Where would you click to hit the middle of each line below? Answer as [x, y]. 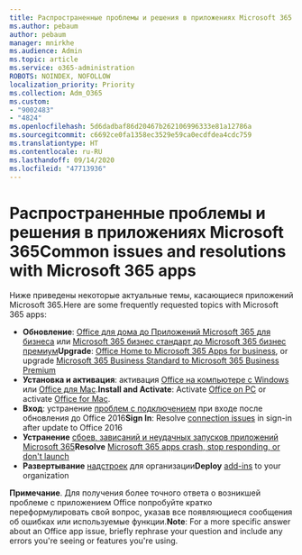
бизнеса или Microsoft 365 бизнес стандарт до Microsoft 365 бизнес [154, 341]
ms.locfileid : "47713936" [58, 168]
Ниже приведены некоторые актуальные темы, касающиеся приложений [151, 296]
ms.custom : [30, 101]
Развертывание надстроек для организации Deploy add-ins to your [151, 466]
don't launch [46, 457]
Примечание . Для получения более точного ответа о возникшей [135, 493]
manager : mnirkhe [42, 43]
